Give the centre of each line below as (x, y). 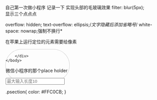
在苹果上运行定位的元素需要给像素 (41, 42)
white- (145, 25)
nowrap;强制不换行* (42, 31)
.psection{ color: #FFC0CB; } (36, 92)
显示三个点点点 (21, 14)
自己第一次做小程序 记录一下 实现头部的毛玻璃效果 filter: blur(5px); (75, 7)
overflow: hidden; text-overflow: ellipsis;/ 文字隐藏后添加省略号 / (71, 25)
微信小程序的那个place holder (37, 71)
